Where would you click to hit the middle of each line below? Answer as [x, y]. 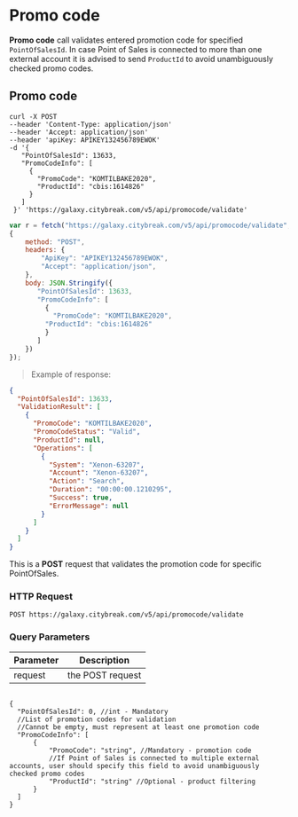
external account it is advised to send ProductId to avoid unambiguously [141, 59]
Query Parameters [50, 637]
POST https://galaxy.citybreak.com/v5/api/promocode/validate [126, 615]
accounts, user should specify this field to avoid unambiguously [134, 766]
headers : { [45, 250]
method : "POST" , [55, 242]
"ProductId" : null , [68, 440]
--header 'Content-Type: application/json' [91, 124]
